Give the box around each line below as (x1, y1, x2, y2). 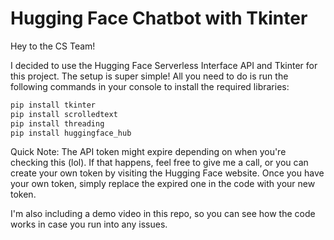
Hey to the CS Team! (10, 40, 96, 52)
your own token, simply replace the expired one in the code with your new (10, 178, 316, 190)
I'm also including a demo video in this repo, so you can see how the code (10, 208, 316, 220)
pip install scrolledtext (10, 109, 118, 119)
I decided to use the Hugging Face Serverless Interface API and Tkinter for (10, 59, 318, 71)
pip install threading (10, 118, 105, 129)
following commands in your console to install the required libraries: (10, 80, 290, 92)
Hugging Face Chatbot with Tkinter (10, 7, 308, 30)
